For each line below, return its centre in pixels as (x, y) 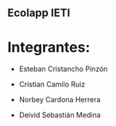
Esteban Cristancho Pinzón (63, 69)
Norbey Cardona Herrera (60, 100)
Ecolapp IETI (39, 13)
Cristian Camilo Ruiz (52, 84)
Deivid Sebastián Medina (60, 115)
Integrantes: (49, 47)
